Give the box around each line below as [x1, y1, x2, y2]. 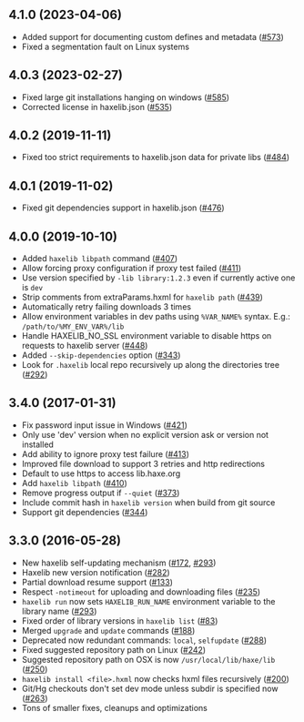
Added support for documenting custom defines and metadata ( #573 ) [21, 31, 284, 42]
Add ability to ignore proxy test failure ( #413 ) [21, 448, 190, 459]
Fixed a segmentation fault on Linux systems [21, 41, 190, 52]
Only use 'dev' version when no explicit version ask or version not [21, 429, 269, 440]
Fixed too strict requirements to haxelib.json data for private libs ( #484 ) [21, 152, 290, 163]
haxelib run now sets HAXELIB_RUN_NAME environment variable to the [21, 595, 276, 606]
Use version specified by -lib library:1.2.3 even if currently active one [21, 272, 296, 283]
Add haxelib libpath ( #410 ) [21, 477, 128, 488]
